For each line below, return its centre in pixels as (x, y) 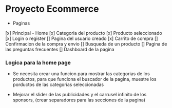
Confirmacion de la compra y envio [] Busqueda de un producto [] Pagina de (86, 44)
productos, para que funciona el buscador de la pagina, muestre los (84, 79)
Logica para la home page (38, 62)
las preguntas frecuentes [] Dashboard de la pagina (60, 49)
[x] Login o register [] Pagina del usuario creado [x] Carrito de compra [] (82, 38)
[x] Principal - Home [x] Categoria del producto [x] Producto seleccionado (84, 33)
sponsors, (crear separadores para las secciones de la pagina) (79, 100)
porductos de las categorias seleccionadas (58, 84)
